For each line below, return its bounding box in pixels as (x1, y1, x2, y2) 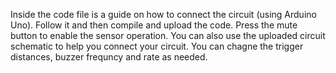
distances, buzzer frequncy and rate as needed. (10, 51, 208, 63)
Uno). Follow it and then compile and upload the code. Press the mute (10, 19, 298, 31)
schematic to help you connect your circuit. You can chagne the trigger (10, 40, 304, 52)
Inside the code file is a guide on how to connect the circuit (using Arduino (10, 9, 317, 20)
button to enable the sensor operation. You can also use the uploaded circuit (10, 30, 326, 41)
